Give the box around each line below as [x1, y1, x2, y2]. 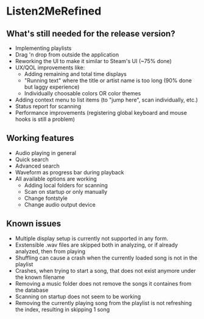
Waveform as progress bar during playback [15, 168, 124, 176]
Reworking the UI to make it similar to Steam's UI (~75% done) [15, 58, 172, 64]
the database [15, 286, 49, 293]
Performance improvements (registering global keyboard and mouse [15, 109, 188, 116]
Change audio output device [24, 201, 96, 208]
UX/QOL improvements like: [15, 64, 85, 71]
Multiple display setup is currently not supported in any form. [15, 235, 169, 242]
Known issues [6, 219, 62, 229]
